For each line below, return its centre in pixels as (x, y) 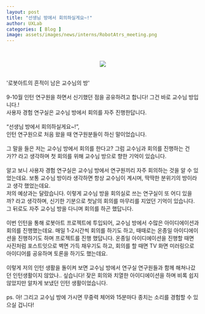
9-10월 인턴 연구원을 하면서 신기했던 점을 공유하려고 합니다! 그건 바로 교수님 (97, 97)
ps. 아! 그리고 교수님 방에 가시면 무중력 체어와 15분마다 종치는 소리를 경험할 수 (99, 297)
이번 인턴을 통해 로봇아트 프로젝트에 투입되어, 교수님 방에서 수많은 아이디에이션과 (103, 223)
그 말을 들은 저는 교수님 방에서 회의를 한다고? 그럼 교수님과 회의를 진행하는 (95, 148)
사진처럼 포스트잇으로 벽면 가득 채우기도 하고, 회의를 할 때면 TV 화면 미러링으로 (100, 246)
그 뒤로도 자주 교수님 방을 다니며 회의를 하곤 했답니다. (70, 209)
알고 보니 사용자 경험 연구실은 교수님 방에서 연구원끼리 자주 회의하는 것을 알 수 (99, 170)
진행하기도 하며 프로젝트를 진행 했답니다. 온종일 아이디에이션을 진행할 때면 (106, 238)
